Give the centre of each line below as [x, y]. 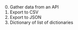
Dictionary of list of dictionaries [41, 22]
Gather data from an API [34, 7]
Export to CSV [24, 12]
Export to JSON [26, 17]
